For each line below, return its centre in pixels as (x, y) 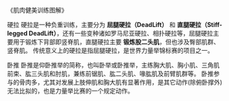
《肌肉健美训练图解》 (37, 10)
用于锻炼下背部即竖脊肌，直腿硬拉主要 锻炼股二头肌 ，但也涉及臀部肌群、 (116, 42)
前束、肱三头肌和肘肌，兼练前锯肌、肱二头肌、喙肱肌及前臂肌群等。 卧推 (110, 74)
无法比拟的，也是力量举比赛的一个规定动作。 (70, 91)
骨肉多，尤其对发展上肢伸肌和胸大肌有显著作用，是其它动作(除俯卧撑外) (121, 82)
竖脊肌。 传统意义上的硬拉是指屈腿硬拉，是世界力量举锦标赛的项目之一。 (110, 50)
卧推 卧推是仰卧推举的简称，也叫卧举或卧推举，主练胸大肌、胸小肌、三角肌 (113, 65)
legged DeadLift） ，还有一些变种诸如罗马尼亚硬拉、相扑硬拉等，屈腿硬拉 (110, 33)
